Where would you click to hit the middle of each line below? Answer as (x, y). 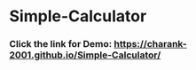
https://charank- (151, 44)
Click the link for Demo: (61, 44)
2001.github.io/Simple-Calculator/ (85, 55)
